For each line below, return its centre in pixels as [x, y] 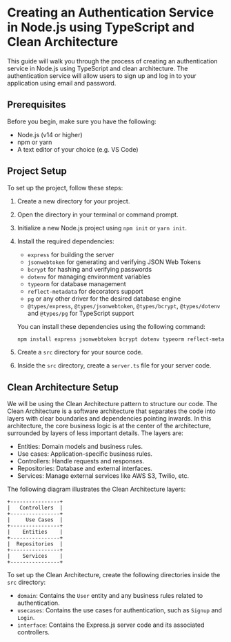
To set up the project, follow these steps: [65, 188]
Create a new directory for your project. [73, 201]
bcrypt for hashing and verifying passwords [90, 269]
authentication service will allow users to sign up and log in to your [102, 76]
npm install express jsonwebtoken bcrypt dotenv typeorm [101, 339]
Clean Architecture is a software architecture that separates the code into [111, 411]
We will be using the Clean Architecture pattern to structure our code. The [112, 404]
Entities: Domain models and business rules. [80, 447]
